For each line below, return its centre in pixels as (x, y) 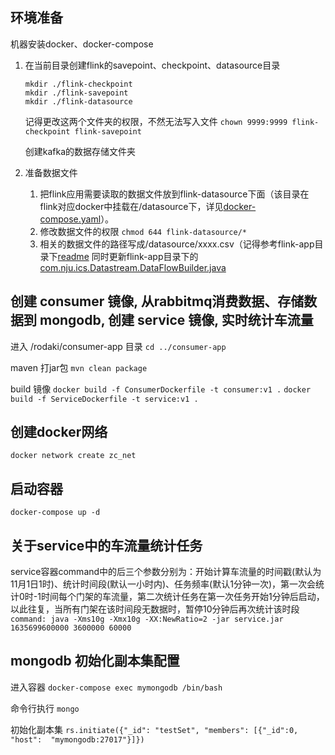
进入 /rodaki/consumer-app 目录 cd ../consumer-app (118, 346)
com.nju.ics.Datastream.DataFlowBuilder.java (133, 267)
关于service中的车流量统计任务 (106, 545)
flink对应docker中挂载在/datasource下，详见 (131, 206)
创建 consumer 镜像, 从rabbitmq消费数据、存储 (157, 301)
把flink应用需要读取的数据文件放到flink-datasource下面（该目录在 (174, 194)
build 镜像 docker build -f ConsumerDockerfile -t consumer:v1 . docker (161, 389)
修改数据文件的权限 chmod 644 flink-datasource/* (143, 231)
